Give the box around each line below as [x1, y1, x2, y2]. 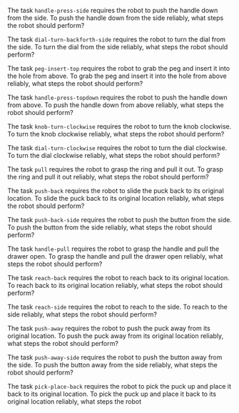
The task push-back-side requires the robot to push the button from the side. [7, 216, 232, 224]
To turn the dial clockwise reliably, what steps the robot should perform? [7, 151, 220, 159]
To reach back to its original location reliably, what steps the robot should [7, 282, 223, 289]
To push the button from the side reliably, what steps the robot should [7, 223, 213, 232]
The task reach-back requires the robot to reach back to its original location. [7, 274, 230, 282]
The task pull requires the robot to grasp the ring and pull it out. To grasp [7, 165, 223, 174]
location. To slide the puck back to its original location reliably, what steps [7, 194, 225, 202]
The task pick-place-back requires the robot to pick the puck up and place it [7, 382, 232, 390]
